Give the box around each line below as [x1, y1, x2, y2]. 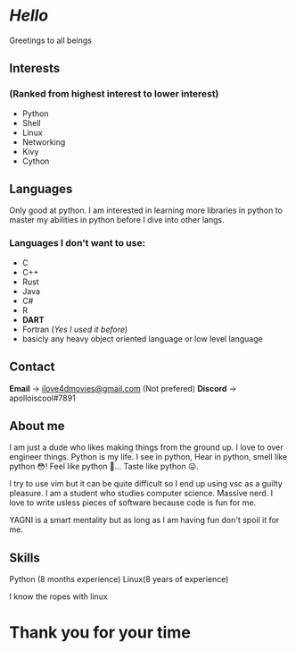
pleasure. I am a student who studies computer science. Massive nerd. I [9, 488, 274, 499]
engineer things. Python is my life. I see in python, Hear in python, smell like [9, 452, 288, 462]
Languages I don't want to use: [9, 237, 145, 249]
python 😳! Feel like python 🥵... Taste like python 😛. [9, 461, 199, 472]
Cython [21, 156, 50, 166]
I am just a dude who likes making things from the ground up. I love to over [9, 442, 284, 452]
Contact [9, 359, 55, 375]
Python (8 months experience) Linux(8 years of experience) [9, 574, 229, 585]
